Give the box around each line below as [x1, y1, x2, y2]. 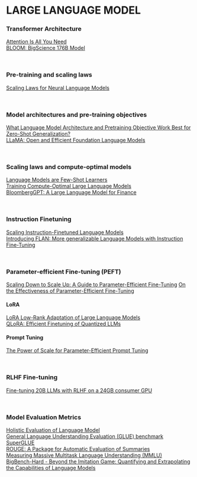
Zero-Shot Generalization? [6, 130, 71, 137]
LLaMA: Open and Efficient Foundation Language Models [6, 137, 146, 144]
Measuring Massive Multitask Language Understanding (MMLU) [6, 452, 163, 459]
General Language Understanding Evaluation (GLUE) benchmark [6, 433, 164, 440]
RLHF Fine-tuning [6, 373, 58, 382]
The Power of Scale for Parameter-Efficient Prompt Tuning [6, 347, 148, 354]
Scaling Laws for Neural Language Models [6, 84, 109, 91]
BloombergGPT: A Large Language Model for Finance [6, 189, 137, 196]
